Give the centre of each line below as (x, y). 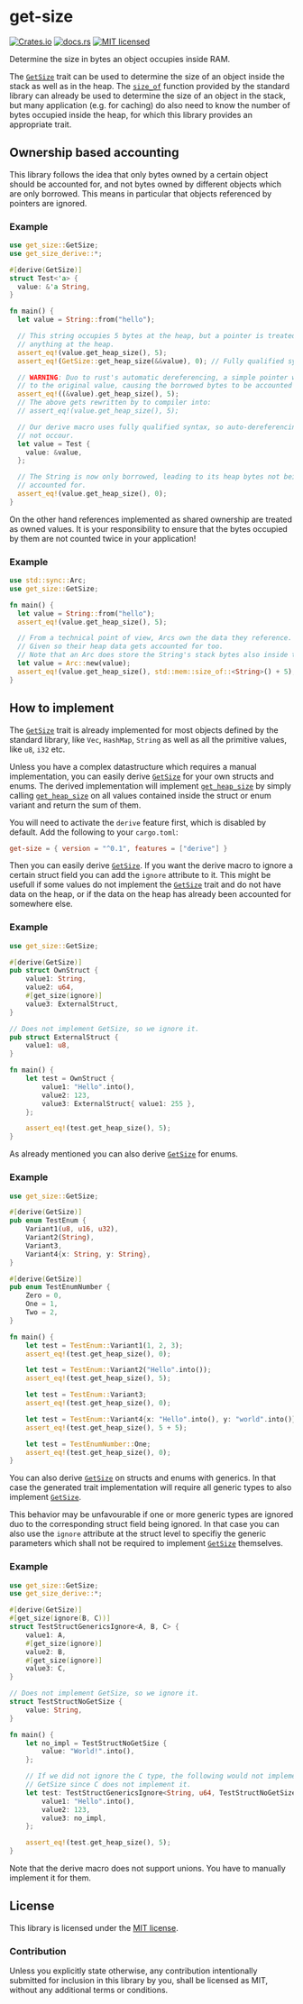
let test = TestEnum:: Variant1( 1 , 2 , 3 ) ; (104, 1345)
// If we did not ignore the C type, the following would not (145, 1776)
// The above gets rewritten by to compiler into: (115, 403)
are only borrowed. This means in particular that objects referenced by (141, 193)
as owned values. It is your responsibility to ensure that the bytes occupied (149, 528)
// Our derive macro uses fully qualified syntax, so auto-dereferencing (159, 427)
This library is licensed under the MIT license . (94, 1927)
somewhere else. (41, 904)
